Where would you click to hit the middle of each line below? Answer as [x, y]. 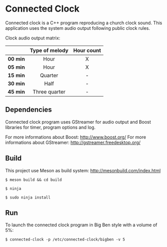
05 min [16, 67]
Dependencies [29, 110]
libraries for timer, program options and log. [50, 127]
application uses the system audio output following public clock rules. [78, 28]
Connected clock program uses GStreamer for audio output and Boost [78, 122]
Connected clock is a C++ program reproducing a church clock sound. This [84, 23]
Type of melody [49, 50]
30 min [16, 83]
